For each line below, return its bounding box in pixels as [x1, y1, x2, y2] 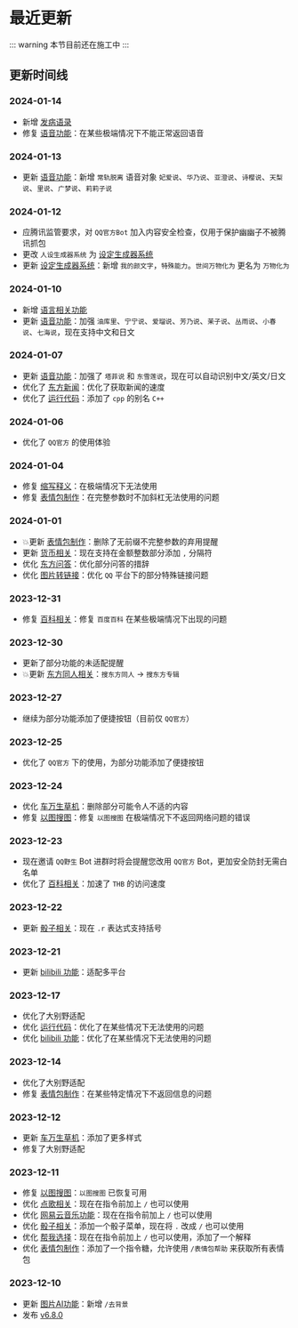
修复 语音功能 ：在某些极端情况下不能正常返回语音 [21, 127, 205, 138]
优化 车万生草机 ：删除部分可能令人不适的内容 [21, 801, 189, 812]
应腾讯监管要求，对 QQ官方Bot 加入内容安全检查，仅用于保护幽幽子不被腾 [21, 227, 286, 237]
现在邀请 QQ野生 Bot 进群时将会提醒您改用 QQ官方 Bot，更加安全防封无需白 [21, 856, 287, 867]
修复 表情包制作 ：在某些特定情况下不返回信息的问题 [21, 1088, 212, 1099]
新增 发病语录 [21, 117, 72, 127]
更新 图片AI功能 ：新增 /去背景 [21, 1298, 129, 1308]
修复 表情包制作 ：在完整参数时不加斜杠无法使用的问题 [21, 492, 220, 503]
